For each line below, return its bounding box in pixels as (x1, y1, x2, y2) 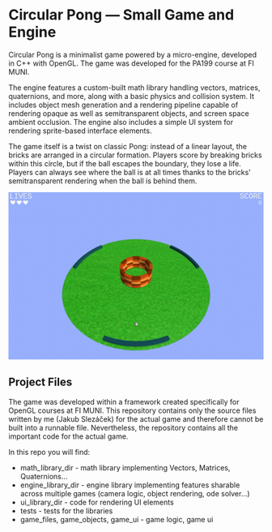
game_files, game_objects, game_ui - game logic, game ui (19, 514, 214, 524)
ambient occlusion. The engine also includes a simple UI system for (8, 117, 233, 127)
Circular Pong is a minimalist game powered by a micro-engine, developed (8, 49, 257, 59)
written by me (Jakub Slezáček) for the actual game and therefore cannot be (8, 414, 264, 423)
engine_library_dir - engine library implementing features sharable (19, 480, 240, 490)
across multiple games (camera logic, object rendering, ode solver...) (19, 488, 250, 498)
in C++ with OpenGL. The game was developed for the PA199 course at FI (8, 58, 255, 68)
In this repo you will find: (8, 447, 91, 457)
